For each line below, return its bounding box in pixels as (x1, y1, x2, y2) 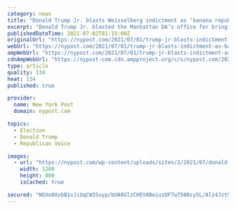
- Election (13, 127, 46, 134)
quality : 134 (7, 69, 46, 76)
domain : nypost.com (13, 108, 71, 115)
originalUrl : (7, 36, 46, 43)
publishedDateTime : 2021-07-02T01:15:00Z (7, 29, 131, 37)
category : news (7, 10, 52, 18)
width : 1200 (20, 166, 55, 173)
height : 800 (20, 173, 55, 180)
